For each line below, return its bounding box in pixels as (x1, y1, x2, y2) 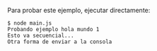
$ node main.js (7, 20, 52, 27)
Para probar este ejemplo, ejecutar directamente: (7, 6, 151, 14)
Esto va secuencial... (7, 32, 74, 39)
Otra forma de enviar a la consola (7, 38, 112, 45)
